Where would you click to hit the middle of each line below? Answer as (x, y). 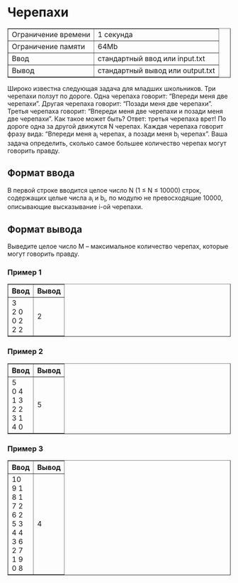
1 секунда (115, 34)
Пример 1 (24, 272)
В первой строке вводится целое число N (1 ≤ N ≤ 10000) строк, (104, 190)
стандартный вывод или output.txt (157, 70)
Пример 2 (25, 351)
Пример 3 (25, 449)
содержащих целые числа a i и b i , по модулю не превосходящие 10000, (115, 198)
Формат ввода (41, 173)
